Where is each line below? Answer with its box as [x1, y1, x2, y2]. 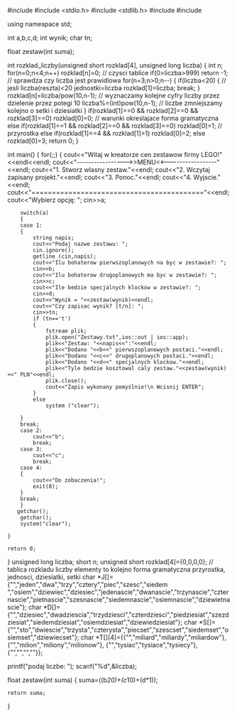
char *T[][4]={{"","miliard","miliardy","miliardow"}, [80, 633, 227, 642]
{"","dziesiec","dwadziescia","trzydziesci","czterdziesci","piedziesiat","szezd [7, 610, 229, 619]
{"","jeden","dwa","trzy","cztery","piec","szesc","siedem [7, 581, 168, 588]
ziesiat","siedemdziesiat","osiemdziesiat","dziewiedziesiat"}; [7, 618, 183, 626]
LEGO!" [201, 151, 223, 158]
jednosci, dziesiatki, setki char [7, 573, 96, 581]
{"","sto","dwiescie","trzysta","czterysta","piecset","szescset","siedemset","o [7, 625, 229, 634]
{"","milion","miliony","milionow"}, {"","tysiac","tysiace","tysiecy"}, [7, 641, 198, 649]
